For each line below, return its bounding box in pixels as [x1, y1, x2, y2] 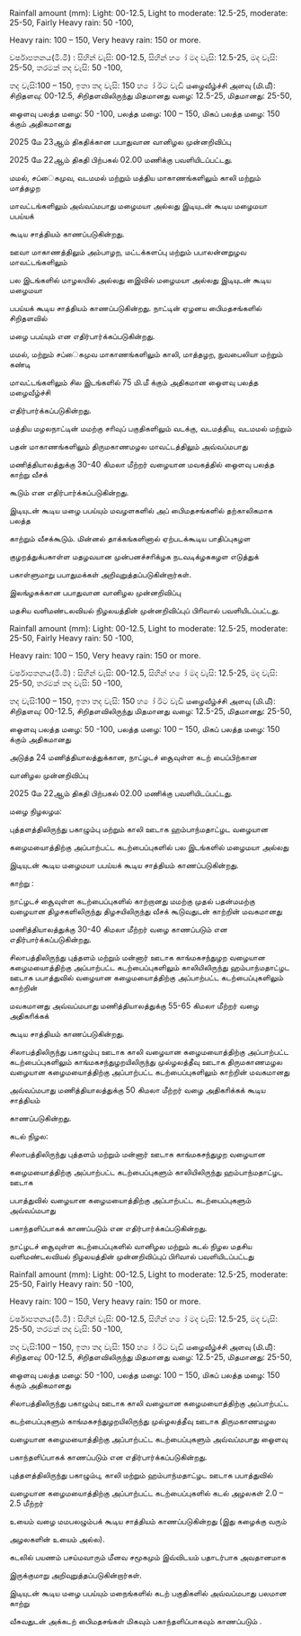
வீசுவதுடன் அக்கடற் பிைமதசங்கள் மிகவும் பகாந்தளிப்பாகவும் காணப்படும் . [9, 1616, 262, 1626]
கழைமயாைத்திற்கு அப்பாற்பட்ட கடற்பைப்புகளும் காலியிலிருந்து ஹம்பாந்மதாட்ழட [9, 1167, 283, 1177]
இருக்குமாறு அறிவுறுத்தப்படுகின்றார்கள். [9, 1569, 142, 1580]
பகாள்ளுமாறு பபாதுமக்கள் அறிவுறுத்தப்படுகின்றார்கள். [9, 569, 191, 579]
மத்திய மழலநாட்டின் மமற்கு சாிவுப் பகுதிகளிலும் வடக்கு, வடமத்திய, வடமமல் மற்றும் [9, 423, 292, 434]
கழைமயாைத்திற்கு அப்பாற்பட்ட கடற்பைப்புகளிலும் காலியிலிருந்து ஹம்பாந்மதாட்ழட [9, 962, 290, 972]
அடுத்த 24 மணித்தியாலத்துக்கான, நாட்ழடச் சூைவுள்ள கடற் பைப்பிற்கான [9, 752, 258, 763]
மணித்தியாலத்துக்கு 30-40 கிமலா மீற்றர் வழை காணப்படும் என [9, 924, 227, 934]
